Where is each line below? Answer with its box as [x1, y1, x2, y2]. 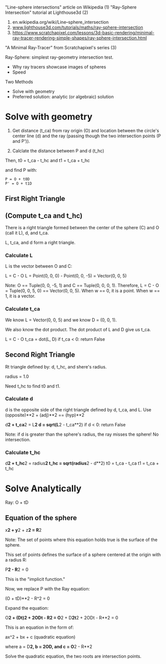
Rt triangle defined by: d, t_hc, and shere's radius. [5, 364, 107, 370]
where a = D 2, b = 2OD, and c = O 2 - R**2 [5, 644, 93, 650]
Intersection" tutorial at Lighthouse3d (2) [5, 9, 88, 15]
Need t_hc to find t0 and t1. [5, 383, 60, 389]
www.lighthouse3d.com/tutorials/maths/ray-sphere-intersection [12, 24, 143, 30]
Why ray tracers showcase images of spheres [12, 64, 107, 70]
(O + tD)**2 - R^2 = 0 [5, 595, 50, 601]
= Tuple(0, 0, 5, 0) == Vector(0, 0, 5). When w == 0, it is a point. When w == [5, 288, 160, 294]
